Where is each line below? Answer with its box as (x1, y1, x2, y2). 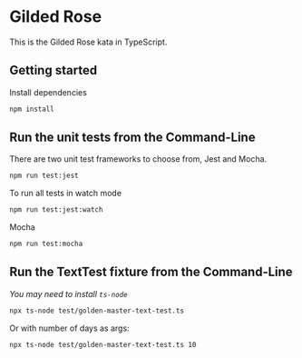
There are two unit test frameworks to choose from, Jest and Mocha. (9, 154, 268, 164)
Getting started (9, 63, 98, 78)
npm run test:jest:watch (9, 205, 103, 214)
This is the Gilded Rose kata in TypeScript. (9, 36, 168, 47)
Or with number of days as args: (9, 323, 130, 333)
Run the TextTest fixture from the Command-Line (9, 264, 293, 280)
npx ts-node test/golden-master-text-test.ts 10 (9, 340, 197, 349)
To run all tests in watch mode (9, 188, 122, 199)
